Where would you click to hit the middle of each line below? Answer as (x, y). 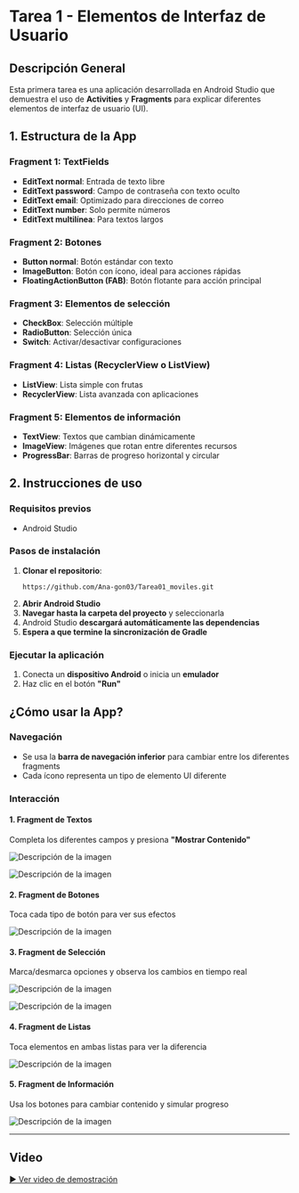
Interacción (35, 798)
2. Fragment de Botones (54, 895)
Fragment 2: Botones (56, 242)
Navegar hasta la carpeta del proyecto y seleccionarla (123, 613)
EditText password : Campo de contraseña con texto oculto (131, 191)
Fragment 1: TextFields (59, 162)
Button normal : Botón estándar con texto (97, 261)
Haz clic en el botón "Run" (72, 684)
